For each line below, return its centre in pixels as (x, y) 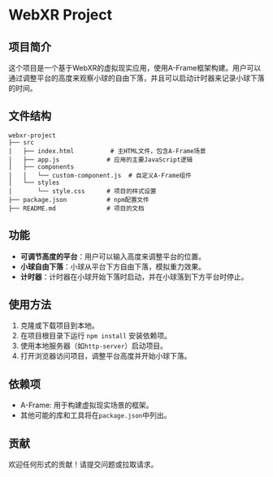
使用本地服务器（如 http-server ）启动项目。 (94, 346)
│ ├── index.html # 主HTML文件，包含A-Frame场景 (107, 151)
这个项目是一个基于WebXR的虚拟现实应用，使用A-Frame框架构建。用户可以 (135, 68)
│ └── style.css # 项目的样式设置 (82, 191)
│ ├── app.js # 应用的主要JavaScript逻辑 (101, 160)
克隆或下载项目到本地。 (59, 325)
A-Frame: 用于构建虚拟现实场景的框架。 (87, 405)
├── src (22, 142)
